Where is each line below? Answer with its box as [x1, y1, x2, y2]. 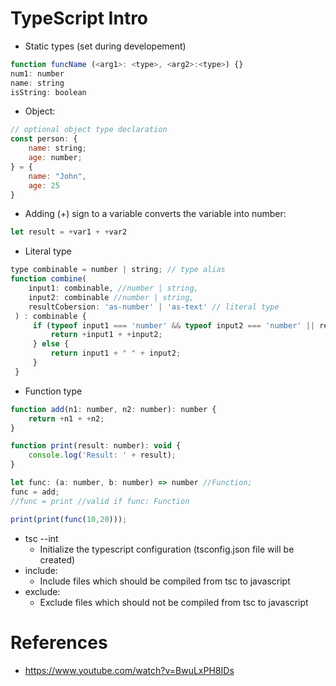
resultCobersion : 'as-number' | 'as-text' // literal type [28, 302, 280, 312]
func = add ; [10, 487, 60, 497]
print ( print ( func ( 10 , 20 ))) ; [10, 514, 128, 524]
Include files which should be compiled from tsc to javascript [39, 575, 291, 587]
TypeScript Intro [10, 7, 149, 30]
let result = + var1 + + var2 [10, 227, 128, 237]
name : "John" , [28, 171, 87, 181]
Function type [24, 385, 83, 397]
